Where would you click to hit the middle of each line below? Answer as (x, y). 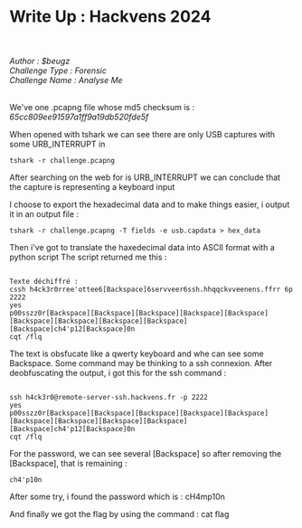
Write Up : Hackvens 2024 (110, 17)
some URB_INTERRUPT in (57, 144)
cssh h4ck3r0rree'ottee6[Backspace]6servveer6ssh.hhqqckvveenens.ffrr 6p (151, 289)
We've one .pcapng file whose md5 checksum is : (102, 107)
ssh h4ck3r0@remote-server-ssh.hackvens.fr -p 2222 (109, 397)
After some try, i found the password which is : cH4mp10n (118, 496)
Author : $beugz (40, 61)
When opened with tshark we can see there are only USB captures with (142, 134)
